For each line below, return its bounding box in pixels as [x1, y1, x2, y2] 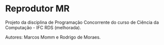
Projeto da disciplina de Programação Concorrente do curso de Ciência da [5, 19, 159, 25]
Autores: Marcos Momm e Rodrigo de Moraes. [5, 34, 101, 40]
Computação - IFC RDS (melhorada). [5, 24, 81, 30]
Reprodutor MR [5, 3, 70, 14]
